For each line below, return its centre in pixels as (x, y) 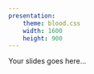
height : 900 (43, 38)
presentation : (32, 16)
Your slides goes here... (47, 61)
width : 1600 (43, 31)
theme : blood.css (52, 23)
